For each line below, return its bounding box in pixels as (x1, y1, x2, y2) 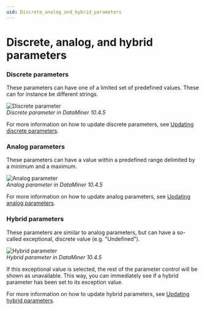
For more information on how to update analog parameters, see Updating (6, 193, 191, 201)
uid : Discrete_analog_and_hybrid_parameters (6, 9, 122, 15)
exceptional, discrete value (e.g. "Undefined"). (23, 235, 140, 242)
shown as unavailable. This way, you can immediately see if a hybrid (6, 271, 179, 279)
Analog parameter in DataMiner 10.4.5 (6, 181, 103, 188)
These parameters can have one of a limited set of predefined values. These (6, 84, 199, 92)
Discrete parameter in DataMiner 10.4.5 (6, 109, 106, 116)
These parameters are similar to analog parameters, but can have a (6, 229, 176, 236)
